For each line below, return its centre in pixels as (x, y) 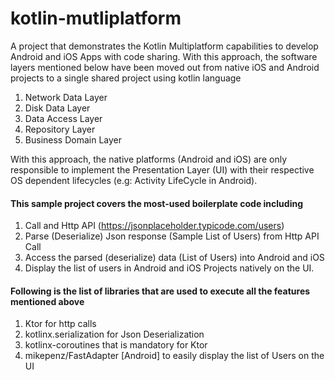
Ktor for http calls (60, 324)
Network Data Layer (66, 97)
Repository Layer (60, 129)
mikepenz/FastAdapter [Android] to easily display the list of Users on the (174, 356)
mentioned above (47, 301)
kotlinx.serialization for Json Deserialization (114, 334)
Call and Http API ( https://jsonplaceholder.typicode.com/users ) (154, 226)
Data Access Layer (63, 118)
